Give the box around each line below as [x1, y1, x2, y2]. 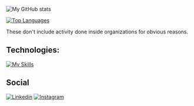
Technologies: [6, 45, 60, 55]
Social [6, 78, 29, 88]
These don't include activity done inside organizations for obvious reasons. [6, 28, 189, 35]
